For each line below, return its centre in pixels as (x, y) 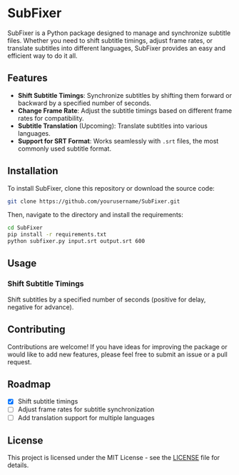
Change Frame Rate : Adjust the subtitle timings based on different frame (125, 110)
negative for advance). (41, 307)
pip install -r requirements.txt (57, 235)
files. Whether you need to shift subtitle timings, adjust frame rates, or (110, 40)
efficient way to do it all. (42, 56)
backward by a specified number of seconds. (85, 103)
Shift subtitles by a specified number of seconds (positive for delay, (107, 299)
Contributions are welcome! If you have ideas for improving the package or (118, 346)
